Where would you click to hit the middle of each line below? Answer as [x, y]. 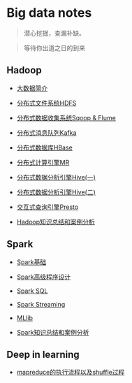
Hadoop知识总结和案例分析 [56, 222]
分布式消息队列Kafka [46, 132]
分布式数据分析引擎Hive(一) [56, 177]
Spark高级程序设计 [44, 277]
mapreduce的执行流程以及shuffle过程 [71, 373]
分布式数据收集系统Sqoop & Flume [66, 117]
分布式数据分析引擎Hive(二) [56, 192]
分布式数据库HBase [44, 147]
